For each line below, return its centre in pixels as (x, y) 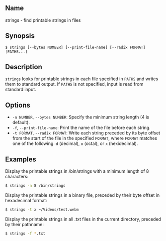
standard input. (21, 90)
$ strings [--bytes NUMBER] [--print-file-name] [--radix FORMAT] (75, 47)
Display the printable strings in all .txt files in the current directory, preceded (83, 219)
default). (21, 122)
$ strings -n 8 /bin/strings (35, 186)
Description (24, 67)
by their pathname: (24, 224)
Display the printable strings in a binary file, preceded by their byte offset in (83, 195)
